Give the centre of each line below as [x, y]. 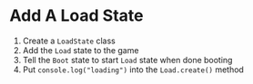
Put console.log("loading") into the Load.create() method [133, 70]
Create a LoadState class [69, 41]
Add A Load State [76, 16]
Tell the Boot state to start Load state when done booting [127, 60]
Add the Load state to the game [81, 50]
